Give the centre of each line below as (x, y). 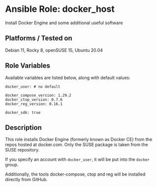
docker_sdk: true (23, 112)
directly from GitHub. (26, 180)
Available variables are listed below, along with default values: (68, 77)
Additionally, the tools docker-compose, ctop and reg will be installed (75, 174)
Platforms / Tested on (39, 38)
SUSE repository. (22, 150)
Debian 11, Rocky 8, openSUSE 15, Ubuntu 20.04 (54, 50)
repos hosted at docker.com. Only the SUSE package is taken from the (77, 145)
